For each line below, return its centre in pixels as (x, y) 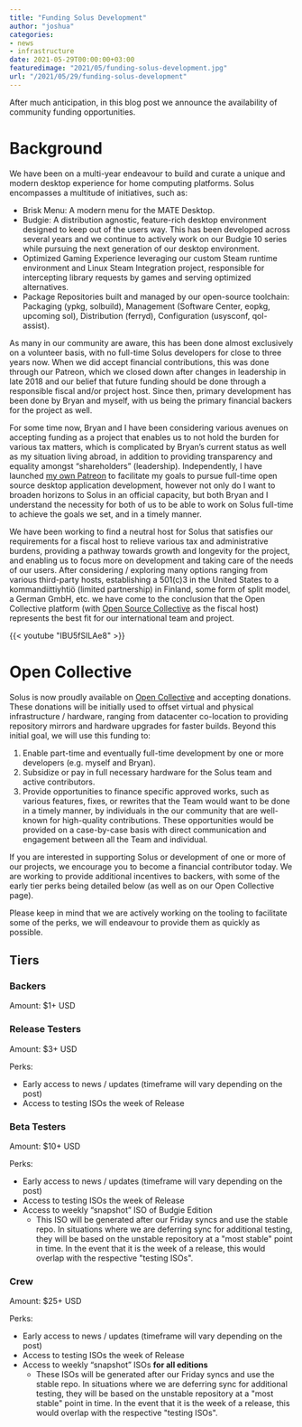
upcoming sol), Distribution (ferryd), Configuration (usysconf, (136, 315)
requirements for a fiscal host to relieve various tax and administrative (139, 541)
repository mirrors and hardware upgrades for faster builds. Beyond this (143, 726)
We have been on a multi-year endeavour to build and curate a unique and (147, 174)
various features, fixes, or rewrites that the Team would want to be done (156, 801)
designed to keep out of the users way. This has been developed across (156, 229)
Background (56, 148)
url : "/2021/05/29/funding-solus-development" (98, 77)
